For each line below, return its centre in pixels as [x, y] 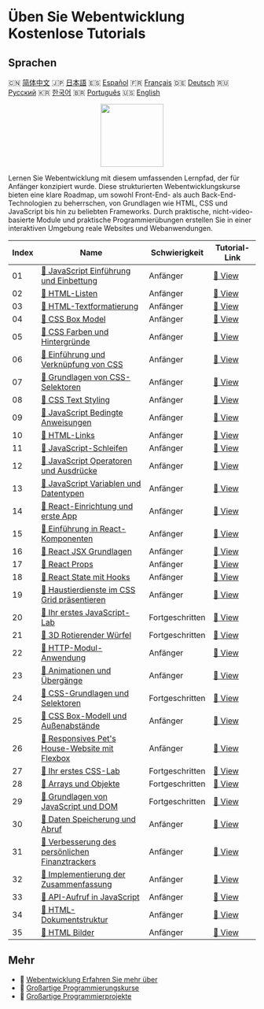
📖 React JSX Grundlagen [86, 551]
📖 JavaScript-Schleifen [84, 448]
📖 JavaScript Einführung [86, 271]
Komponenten [67, 538]
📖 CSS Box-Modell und [84, 716]
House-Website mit [77, 748]
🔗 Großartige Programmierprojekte [75, 996]
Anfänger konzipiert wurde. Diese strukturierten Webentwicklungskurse [125, 186]
